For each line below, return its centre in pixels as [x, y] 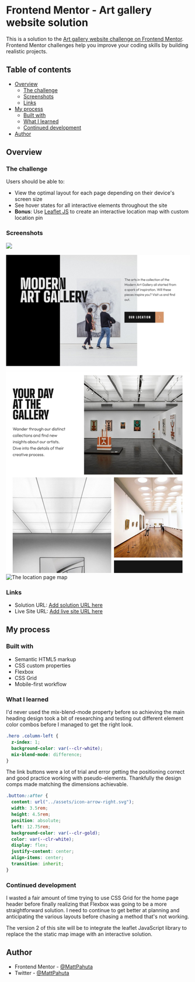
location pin [29, 218]
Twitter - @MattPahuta [42, 973]
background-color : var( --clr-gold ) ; [56, 833]
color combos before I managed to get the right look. [69, 725]
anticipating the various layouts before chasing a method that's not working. [98, 917]
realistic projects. [27, 51]
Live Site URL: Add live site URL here [59, 611]
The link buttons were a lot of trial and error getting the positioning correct [95, 772]
